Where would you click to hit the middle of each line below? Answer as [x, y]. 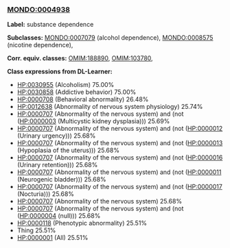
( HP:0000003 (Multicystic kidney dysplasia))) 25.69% [93, 121]
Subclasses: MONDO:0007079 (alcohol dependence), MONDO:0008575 [110, 38]
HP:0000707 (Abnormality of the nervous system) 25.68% [100, 201]
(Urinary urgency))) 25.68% [56, 136]
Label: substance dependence [50, 25]
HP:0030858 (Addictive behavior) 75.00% [77, 92]
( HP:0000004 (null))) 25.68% [59, 216]
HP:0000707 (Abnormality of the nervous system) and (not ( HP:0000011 [119, 172]
